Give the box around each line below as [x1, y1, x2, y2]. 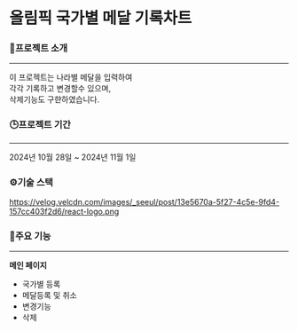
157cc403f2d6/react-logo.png [9, 206, 120, 217]
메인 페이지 [9, 260, 47, 271]
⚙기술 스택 [9, 176, 53, 188]
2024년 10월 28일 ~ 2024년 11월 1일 [9, 152, 137, 162]
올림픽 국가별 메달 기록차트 [9, 8, 192, 28]
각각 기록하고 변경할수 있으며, [9, 83, 112, 94]
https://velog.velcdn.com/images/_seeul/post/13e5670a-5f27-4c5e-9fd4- [9, 197, 280, 208]
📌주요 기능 [9, 230, 51, 242]
